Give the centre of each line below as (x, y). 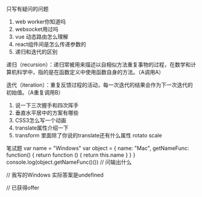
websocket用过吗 (36, 29)
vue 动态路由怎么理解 (42, 37)
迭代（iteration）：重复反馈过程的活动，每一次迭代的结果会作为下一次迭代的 (99, 85)
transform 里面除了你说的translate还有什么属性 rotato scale (88, 135)
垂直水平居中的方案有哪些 (47, 113)
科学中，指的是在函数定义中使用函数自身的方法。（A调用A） (90, 72)
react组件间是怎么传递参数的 (50, 44)
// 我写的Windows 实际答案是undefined (55, 175)
